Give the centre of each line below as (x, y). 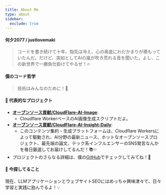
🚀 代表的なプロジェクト (29, 100)
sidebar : (14, 19)
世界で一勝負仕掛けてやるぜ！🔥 (58, 64)
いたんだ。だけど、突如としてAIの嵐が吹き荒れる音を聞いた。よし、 (86, 58)
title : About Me (22, 10)
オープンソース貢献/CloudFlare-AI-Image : (55, 112)
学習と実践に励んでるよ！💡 (33, 188)
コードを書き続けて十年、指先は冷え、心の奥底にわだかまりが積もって (89, 52)
